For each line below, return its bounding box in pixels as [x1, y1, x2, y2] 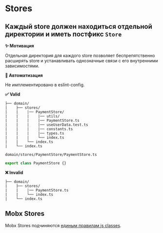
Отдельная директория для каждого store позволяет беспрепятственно [5, 53, 155, 58]
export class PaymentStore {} [5, 161, 67, 166]
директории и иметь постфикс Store [5, 30, 122, 38]
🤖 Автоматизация [5, 73, 43, 78]
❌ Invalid [5, 169, 23, 175]
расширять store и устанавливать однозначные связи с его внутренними [5, 58, 159, 63]
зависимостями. [5, 63, 40, 69]
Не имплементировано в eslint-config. [5, 82, 85, 88]
